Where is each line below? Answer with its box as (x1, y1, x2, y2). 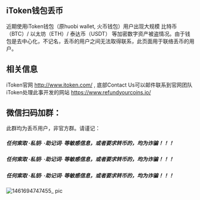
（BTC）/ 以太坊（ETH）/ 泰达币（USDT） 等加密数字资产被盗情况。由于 (6, 30, 186, 37)
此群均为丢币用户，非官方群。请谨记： (6, 125, 100, 132)
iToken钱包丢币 (6, 5, 64, 16)
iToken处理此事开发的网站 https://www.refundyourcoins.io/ (6, 88, 151, 96)
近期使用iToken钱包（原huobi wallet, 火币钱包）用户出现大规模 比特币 (6, 23, 177, 30)
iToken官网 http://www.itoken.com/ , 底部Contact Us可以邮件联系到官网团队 (6, 81, 193, 88)
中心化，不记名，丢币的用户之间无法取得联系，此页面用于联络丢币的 (21, 38, 189, 45)
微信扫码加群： (6, 108, 61, 118)
